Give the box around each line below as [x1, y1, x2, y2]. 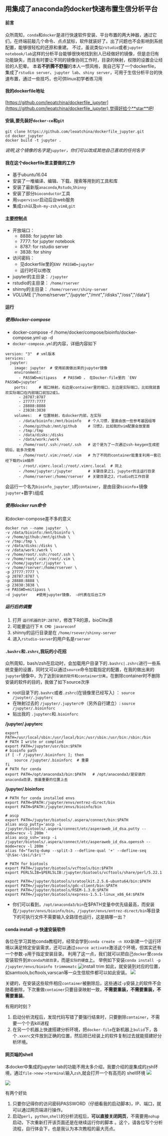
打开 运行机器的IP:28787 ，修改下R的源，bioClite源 [12, 617, 113, 623]
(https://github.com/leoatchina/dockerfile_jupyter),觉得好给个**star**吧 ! [5, 105, 154, 111]
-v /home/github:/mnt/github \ [5, 534, 70, 539]
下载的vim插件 [8, 458, 34, 463]
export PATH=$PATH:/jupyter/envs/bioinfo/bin [5, 805, 101, 810]
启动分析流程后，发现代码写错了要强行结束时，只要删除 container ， [12, 1014, 151, 1020]
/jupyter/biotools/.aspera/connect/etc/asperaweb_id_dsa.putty [5, 826, 140, 832]
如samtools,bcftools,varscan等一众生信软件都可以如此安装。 [5, 970, 130, 976]
